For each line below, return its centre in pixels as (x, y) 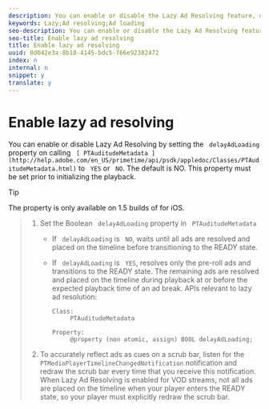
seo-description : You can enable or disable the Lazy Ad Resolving (123, 30)
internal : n (28, 68)
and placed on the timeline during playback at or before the (150, 280)
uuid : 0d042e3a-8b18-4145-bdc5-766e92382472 (84, 53)
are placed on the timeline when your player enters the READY (143, 388)
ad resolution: (74, 297)
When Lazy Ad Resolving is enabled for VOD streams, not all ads (147, 380)
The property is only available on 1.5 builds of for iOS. (96, 208)
